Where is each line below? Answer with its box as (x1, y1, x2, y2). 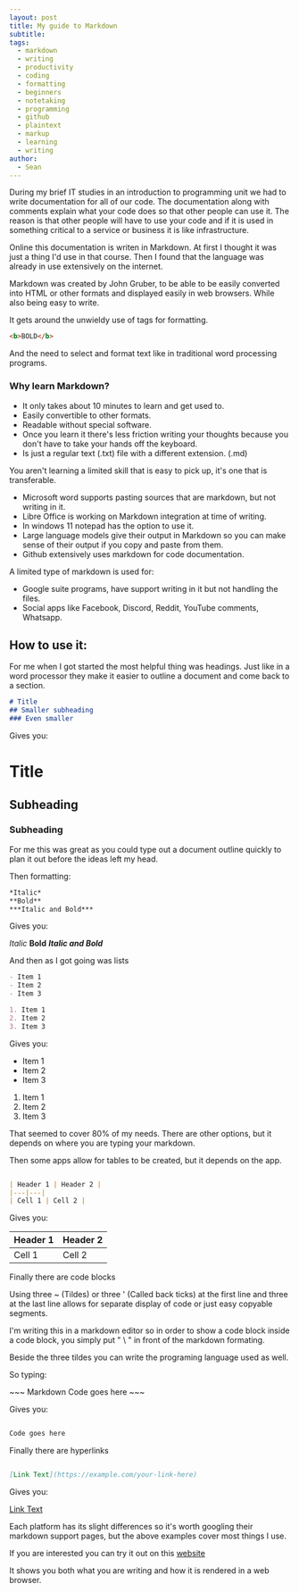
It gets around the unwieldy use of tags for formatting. (9, 314, 209, 326)
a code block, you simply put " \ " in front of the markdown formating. (9, 1335, 265, 1346)
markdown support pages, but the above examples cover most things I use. (9, 1530, 287, 1541)
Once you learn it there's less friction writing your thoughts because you (21, 429, 289, 439)
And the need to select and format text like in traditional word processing (9, 348, 278, 359)
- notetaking (17, 96, 66, 105)
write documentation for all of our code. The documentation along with (9, 196, 270, 207)
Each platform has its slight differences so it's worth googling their (9, 1521, 253, 1532)
